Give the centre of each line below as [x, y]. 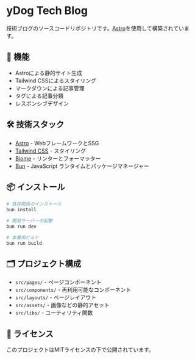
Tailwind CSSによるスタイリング [55, 81]
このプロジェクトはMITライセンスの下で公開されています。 [80, 350]
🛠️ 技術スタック [35, 125]
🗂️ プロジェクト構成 [44, 264]
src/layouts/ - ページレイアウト [55, 297]
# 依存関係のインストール [34, 204]
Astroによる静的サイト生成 [48, 73]
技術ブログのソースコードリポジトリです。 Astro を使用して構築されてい [95, 28]
